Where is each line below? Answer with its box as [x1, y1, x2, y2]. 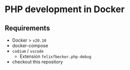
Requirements [5, 24, 50, 32]
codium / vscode [12, 48, 44, 54]
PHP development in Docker [5, 4, 125, 15]
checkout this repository [12, 59, 63, 64]
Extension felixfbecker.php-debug [19, 53, 92, 59]
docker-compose [12, 43, 49, 49]
